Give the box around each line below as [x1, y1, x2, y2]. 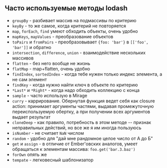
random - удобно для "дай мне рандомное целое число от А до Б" [12, 135, 153, 141]
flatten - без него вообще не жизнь [12, 60, 91, 66]
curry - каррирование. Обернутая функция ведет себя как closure [12, 98, 155, 104]
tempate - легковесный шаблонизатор [12, 156, 94, 163]
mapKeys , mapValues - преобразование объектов [12, 33, 113, 39]
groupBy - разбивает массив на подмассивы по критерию [12, 17, 137, 23]
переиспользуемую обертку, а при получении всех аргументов [12, 108, 150, 115]
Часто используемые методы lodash [5, 4, 128, 13]
